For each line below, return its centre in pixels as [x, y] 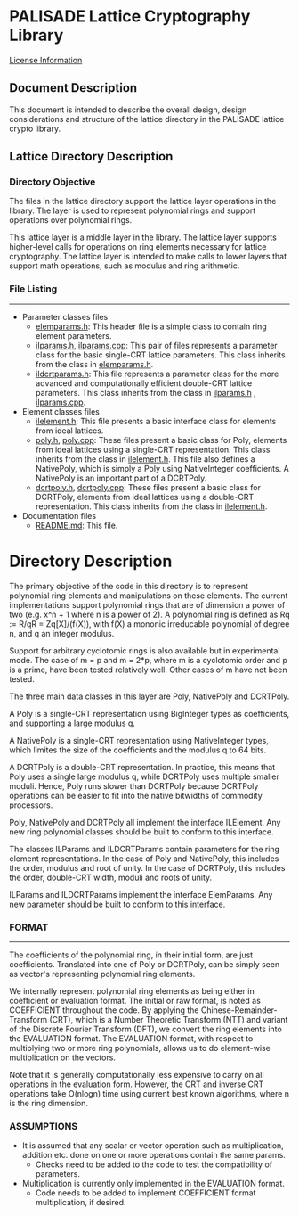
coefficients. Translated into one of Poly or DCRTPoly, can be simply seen [145, 964]
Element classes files [61, 411]
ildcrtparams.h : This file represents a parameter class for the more [157, 374]
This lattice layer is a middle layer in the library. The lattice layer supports [143, 237]
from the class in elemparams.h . [94, 364]
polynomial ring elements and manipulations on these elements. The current [149, 596]
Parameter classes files [65, 316]
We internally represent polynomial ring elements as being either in [132, 990]
